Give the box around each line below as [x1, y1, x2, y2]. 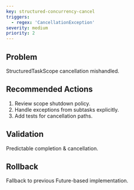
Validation [6, 129, 44, 139]
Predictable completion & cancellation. [6, 144, 98, 152]
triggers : [6, 14, 30, 20]
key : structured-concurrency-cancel [6, 8, 95, 15]
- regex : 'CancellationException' [11, 19, 95, 25]
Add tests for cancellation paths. [14, 112, 93, 119]
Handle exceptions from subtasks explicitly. [14, 106, 119, 113]
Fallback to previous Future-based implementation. [6, 177, 129, 184]
